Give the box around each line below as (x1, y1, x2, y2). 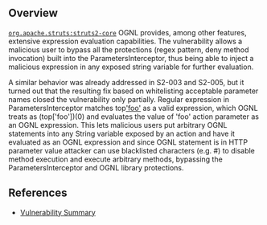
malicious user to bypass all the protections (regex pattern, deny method (8, 44, 249, 55)
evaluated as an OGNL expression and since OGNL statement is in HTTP (8, 137, 248, 147)
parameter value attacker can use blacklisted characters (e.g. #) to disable (8, 145, 256, 155)
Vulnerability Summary (19, 207, 97, 217)
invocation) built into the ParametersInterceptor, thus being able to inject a (8, 53, 254, 63)
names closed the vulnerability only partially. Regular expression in (8, 94, 230, 104)
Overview (8, 6, 59, 20)
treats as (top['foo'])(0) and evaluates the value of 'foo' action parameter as (8, 112, 260, 121)
